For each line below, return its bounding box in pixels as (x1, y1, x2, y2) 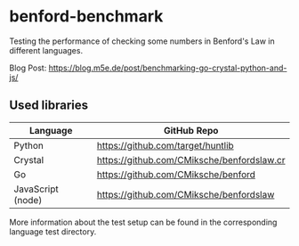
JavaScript (13, 183, 60, 195)
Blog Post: (9, 62, 47, 73)
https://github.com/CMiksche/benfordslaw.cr (96, 153, 286, 166)
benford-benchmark (9, 6, 164, 27)
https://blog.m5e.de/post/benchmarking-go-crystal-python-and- (48, 62, 287, 73)
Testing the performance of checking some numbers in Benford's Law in (9, 36, 276, 46)
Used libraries (9, 98, 89, 113)
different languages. (9, 45, 83, 55)
